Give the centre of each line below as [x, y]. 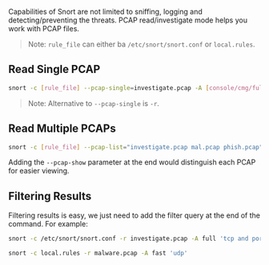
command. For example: [48, 224]
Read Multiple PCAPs [62, 129]
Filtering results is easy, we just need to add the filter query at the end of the [134, 215]
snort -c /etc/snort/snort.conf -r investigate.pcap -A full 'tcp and [128, 239]
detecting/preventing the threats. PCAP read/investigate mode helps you [128, 20]
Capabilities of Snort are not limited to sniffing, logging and [105, 12]
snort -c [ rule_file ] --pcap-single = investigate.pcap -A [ [109, 88]
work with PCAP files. [44, 29]
